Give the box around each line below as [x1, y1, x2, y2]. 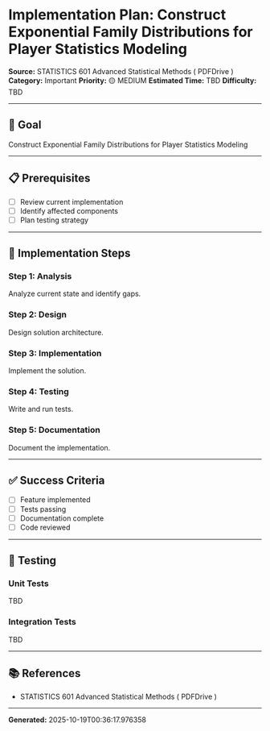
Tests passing [19, 504, 67, 513]
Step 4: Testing [8, 385, 70, 397]
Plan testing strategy [19, 215, 89, 225]
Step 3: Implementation [8, 347, 102, 359]
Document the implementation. [8, 442, 111, 452]
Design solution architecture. [8, 327, 104, 337]
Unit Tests [8, 578, 50, 589]
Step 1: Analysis [8, 271, 72, 282]
